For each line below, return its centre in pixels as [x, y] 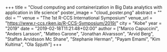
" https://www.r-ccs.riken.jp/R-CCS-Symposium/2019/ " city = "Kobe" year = [83, 23]
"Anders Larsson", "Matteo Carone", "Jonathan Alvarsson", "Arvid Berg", [79, 34]
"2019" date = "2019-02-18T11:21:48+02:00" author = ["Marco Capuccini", [82, 28]
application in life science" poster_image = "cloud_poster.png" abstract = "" [83, 12]
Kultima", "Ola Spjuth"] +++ [34, 44]
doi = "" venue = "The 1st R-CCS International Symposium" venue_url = [79, 18]
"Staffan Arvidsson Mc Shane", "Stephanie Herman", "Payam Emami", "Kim [83, 39]
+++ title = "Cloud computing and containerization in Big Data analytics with [84, 7]
